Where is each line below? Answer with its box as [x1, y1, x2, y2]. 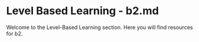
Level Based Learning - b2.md [6, 4, 159, 18]
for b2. [6, 30, 23, 37]
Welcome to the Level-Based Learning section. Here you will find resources [6, 24, 194, 31]
